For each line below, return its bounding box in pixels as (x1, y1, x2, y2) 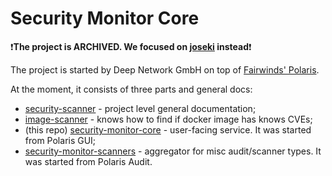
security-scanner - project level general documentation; (24, 102, 257, 114)
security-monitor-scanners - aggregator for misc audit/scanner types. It (24, 145, 322, 157)
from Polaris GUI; (24, 134, 97, 146)
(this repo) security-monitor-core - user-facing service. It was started (24, 123, 312, 136)
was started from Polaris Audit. (24, 155, 153, 167)
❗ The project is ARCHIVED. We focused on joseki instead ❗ (10, 40, 252, 52)
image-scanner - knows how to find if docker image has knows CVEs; (24, 113, 313, 125)
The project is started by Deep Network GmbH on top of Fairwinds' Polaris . (10, 63, 320, 76)
